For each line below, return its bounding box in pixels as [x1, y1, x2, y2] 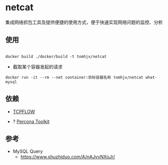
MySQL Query [12, 148, 43, 155]
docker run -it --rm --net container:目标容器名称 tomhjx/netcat [5, 75, 144, 80]
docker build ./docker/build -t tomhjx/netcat [5, 54, 107, 59]
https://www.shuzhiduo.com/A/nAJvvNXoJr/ [20, 154, 116, 160]
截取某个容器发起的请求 [12, 64, 63, 70]
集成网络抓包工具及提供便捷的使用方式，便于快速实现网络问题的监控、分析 [5, 19, 163, 25]
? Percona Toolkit [12, 118, 50, 125]
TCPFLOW [12, 108, 35, 114]
